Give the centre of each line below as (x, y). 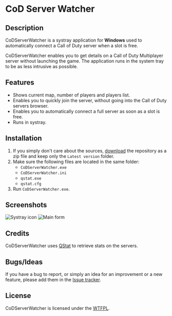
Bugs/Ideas (24, 262)
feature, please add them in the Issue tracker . (53, 280)
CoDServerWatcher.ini (43, 173)
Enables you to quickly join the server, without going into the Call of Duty (90, 100)
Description (24, 28)
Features (20, 83)
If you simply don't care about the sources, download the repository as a (90, 151)
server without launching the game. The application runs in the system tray (85, 61)
